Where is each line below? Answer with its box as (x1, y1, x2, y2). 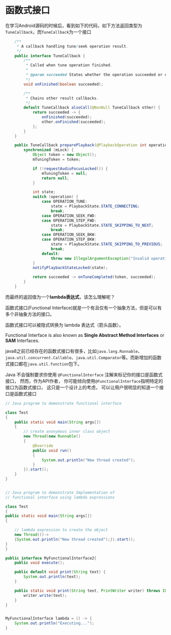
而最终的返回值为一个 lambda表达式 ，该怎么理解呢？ (5, 294, 116, 300)
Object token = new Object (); (32, 152, 97, 157)
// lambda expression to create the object (14, 527, 108, 533)
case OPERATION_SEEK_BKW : (41, 232, 97, 237)
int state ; (32, 190, 56, 195)
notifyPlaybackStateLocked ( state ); (32, 266, 108, 271)
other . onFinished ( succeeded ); (41, 119, 106, 124)
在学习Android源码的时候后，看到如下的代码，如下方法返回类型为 (5, 22, 142, 29)
